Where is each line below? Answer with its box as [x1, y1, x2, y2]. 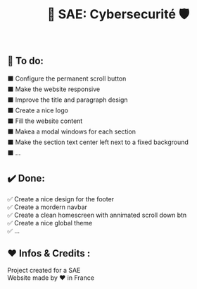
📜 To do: [7, 55, 44, 67]
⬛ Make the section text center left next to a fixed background [7, 138, 189, 146]
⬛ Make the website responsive [7, 85, 101, 93]
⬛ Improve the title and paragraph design [7, 95, 128, 104]
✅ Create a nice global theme [7, 218, 93, 227]
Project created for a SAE [7, 266, 81, 275]
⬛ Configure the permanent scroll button [7, 74, 127, 83]
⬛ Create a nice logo [7, 106, 69, 114]
